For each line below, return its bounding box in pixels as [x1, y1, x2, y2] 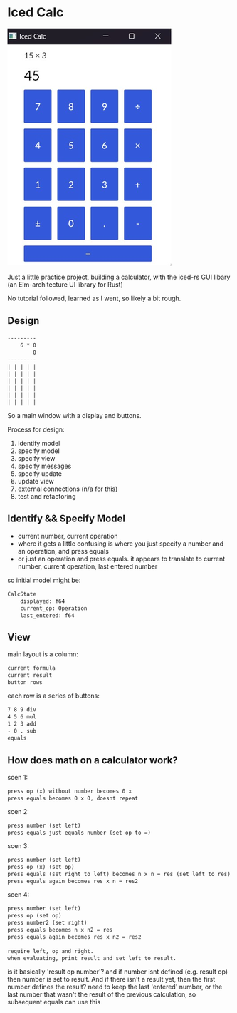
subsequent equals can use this [7, 998, 101, 1007]
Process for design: [7, 425, 65, 434]
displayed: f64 [20, 597, 65, 605]
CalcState [7, 590, 37, 598]
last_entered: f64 [20, 611, 75, 619]
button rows [7, 679, 43, 686]
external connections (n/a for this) [17, 484, 118, 493]
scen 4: [7, 890, 30, 899]
